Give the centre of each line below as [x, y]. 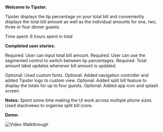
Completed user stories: [30, 46]
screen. [13, 91]
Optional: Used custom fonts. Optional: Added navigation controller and [77, 75]
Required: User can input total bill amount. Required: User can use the [75, 55]
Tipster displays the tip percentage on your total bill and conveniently [75, 16]
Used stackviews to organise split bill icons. [49, 105]
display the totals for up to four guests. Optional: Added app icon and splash [82, 86]
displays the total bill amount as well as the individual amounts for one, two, [81, 22]
